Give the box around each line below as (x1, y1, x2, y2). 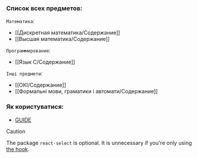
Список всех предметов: (6, 4, 83, 12)
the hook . (6, 146, 30, 153)
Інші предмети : (6, 70, 43, 77)
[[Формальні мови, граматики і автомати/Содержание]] (14, 88, 158, 95)
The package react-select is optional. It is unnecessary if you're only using (6, 139, 192, 146)
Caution (6, 128, 26, 135)
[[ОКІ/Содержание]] (14, 81, 67, 89)
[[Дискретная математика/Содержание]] (14, 29, 120, 36)
